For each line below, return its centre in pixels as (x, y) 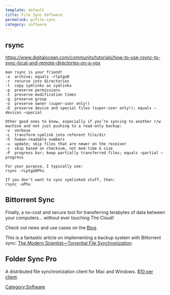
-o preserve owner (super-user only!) (48, 104)
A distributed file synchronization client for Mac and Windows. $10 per (79, 271)
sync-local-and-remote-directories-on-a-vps (53, 63)
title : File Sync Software (34, 15)
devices (14, 113)
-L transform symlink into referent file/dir (56, 135)
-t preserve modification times (41, 95)
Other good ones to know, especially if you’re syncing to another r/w (83, 122)
